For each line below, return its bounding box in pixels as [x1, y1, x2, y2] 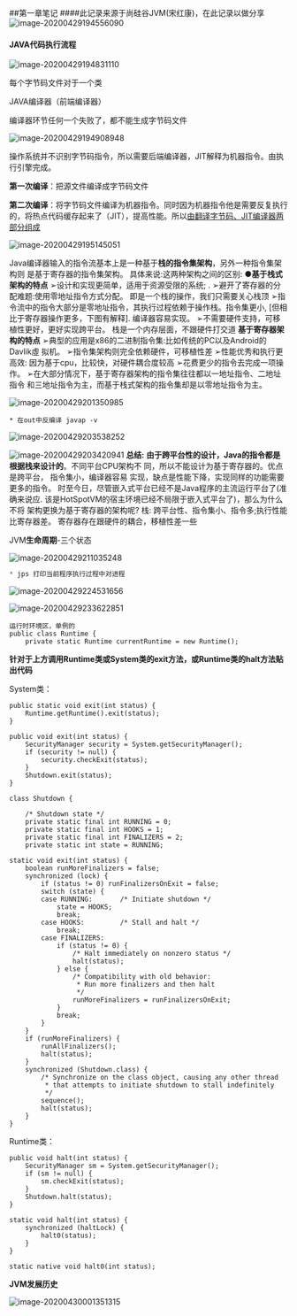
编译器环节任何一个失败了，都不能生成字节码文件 [9, 115, 187, 126]
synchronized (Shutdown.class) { [25, 1066, 148, 1074]
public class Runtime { [9, 629, 97, 639]
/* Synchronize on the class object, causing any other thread [41, 1074, 278, 1082]
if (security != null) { [25, 748, 117, 757]
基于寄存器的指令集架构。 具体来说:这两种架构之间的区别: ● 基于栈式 [34, 269, 283, 280]
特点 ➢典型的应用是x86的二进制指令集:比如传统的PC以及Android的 [24, 335, 267, 346]
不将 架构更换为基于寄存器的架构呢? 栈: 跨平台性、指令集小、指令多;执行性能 [9, 505, 288, 516]
